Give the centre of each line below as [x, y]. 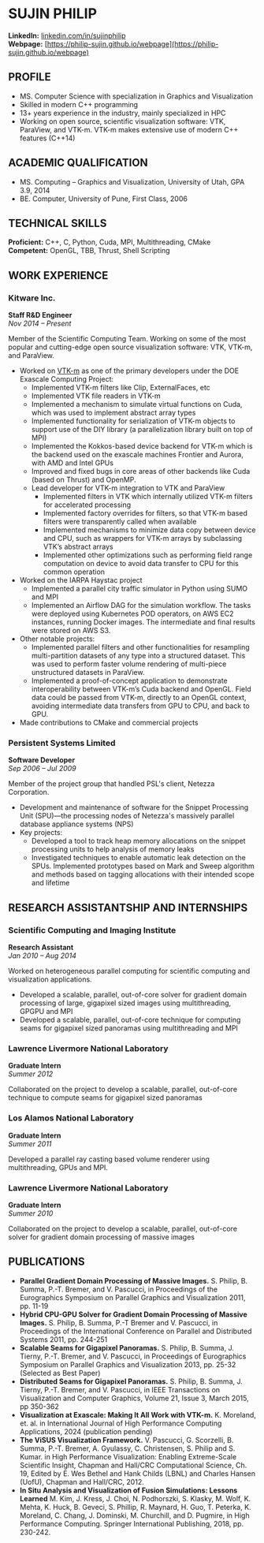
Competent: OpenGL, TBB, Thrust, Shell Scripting [89, 251]
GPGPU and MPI [46, 1012]
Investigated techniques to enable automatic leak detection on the [138, 858]
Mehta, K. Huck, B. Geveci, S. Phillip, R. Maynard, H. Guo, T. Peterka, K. [135, 1507]
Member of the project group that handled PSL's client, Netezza [112, 784]
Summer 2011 [30, 1143]
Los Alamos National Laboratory [71, 1118]
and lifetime [50, 883]
